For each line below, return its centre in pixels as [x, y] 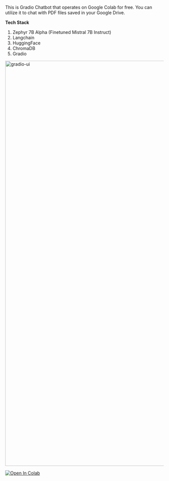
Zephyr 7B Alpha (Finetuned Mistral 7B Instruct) [62, 32]
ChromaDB [24, 48]
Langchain [23, 38]
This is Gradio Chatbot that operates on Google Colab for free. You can [79, 7]
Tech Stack [17, 22]
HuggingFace [26, 43]
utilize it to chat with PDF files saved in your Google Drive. [65, 13]
